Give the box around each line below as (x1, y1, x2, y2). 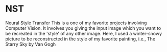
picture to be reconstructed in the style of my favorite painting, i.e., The (5, 36, 156, 42)
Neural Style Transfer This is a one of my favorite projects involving (5, 20, 147, 26)
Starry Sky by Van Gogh (5, 41, 56, 47)
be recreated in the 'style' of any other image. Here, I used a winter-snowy (5, 30, 162, 36)
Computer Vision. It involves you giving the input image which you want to (5, 25, 161, 31)
